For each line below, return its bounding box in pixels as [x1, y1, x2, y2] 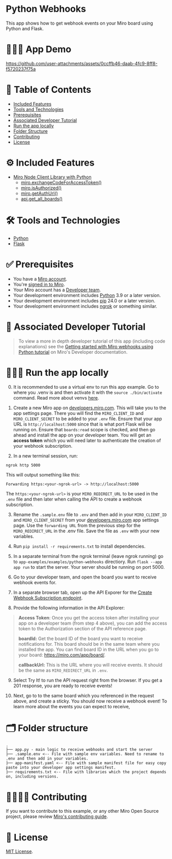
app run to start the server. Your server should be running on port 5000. [13, 564, 165, 570]
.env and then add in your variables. [6, 756, 89, 762]
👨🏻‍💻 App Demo [6, 44, 72, 55]
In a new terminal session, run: [13, 452, 78, 459]
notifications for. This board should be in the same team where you [18, 641, 160, 647]
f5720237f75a [6, 66, 36, 72]
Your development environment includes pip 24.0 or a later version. [13, 297, 156, 304]
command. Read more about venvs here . [13, 394, 99, 401]
